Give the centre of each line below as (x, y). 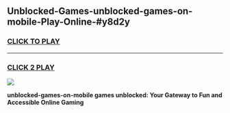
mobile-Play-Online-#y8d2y (68, 22)
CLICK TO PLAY (34, 42)
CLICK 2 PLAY (31, 67)
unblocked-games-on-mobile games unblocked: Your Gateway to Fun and (115, 95)
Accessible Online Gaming (46, 102)
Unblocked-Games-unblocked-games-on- (100, 11)
